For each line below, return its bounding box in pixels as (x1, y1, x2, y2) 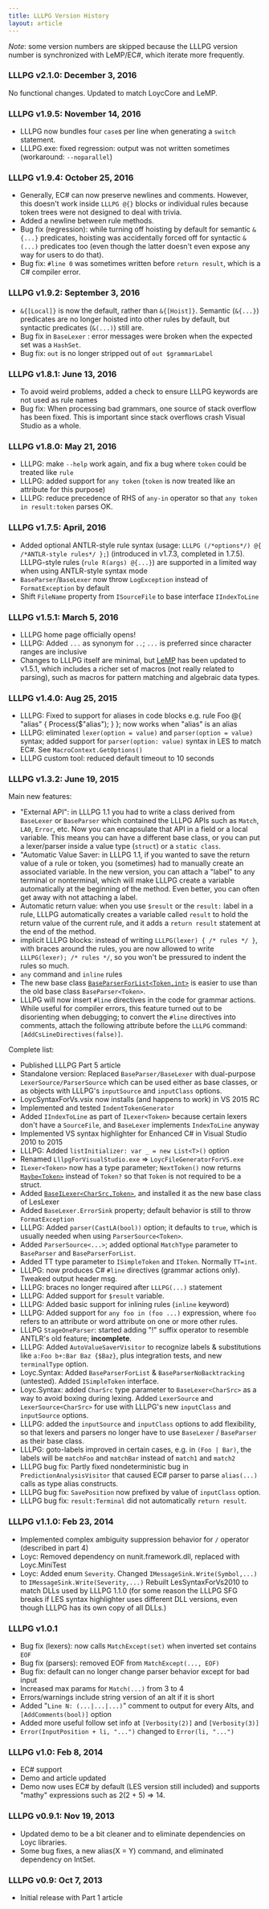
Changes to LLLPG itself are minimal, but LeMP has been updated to (19, 655, 247, 665)
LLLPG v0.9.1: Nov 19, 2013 (8, 1810, 115, 1821)
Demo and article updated (19, 1773, 107, 1783)
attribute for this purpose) (19, 485, 106, 494)
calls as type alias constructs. (19, 1479, 119, 1489)
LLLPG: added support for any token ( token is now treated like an (19, 476, 235, 486)
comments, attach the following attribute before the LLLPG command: (19, 1021, 247, 1030)
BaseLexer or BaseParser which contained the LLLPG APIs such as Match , (19, 816, 259, 825)
